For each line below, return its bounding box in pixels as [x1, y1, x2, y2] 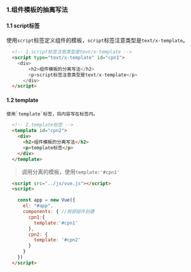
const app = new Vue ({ [17, 197, 76, 203]
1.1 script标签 [6, 21, 40, 29]
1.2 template [6, 96, 39, 104]
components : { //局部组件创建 [22, 209, 95, 215]
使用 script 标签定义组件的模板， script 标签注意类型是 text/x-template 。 [6, 37, 189, 44]
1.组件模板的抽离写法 [6, 5, 68, 14]
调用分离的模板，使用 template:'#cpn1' [21, 168, 120, 176]
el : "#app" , [22, 203, 53, 209]
